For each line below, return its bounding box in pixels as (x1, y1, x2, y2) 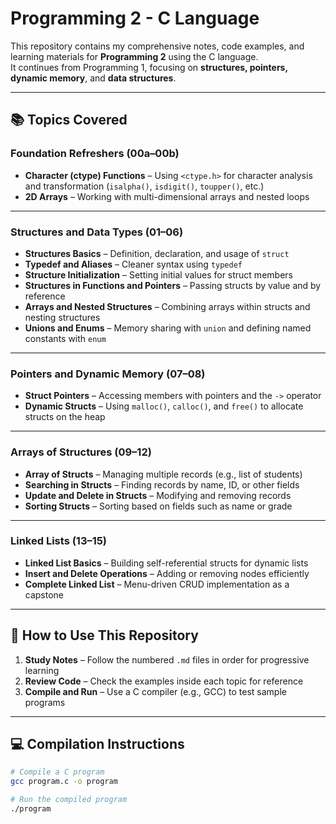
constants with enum (24, 332, 107, 344)
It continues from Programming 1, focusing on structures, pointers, (10, 61, 288, 73)
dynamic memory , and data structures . (10, 72, 177, 84)
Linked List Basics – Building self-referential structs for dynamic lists (24, 557, 309, 569)
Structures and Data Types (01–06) (10, 225, 184, 239)
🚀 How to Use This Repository (10, 627, 199, 644)
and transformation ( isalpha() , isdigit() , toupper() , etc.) (24, 180, 265, 192)
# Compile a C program (10, 767, 105, 777)
